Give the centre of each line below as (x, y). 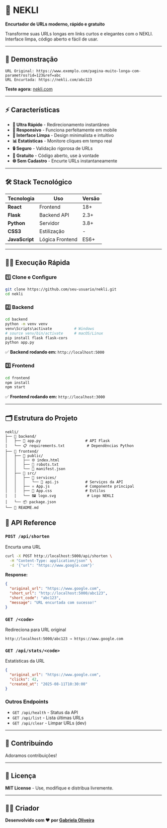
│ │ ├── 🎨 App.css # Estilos (55, 491)
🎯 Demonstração (32, 59)
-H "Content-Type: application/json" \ (51, 561)
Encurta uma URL (23, 547)
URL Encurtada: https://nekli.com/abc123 (49, 79)
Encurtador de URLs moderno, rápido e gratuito (55, 24)
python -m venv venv (27, 324)
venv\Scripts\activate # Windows (50, 329)
